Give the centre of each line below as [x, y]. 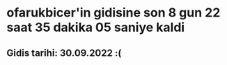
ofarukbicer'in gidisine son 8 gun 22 [113, 13]
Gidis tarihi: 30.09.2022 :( [64, 53]
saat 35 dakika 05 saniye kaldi [96, 27]
